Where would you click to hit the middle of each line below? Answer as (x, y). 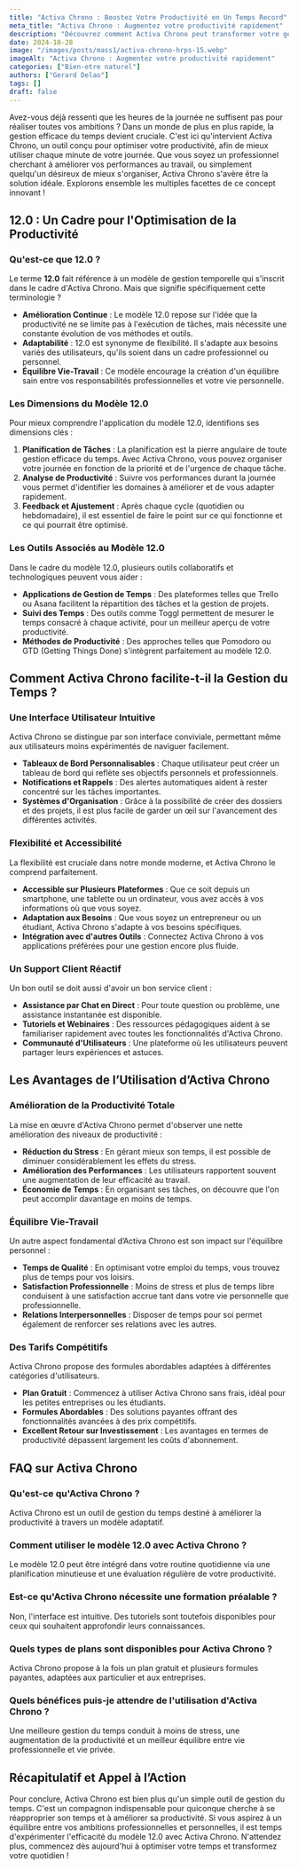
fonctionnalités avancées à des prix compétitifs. (110, 1422)
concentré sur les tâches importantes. (91, 792)
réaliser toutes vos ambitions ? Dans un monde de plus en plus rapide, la (142, 126)
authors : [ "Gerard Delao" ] (59, 75)
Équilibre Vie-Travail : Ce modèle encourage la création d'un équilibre (150, 371)
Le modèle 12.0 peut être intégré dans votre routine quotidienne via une (140, 1565)
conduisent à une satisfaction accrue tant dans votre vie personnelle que (155, 1296)
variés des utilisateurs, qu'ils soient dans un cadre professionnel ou (145, 352)
